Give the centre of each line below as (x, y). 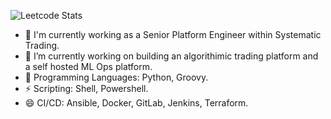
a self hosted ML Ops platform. (88, 66)
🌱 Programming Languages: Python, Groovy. (116, 77)
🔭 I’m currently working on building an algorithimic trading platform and (171, 56)
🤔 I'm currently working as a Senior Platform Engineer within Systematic (173, 34)
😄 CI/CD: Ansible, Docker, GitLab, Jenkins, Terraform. (136, 103)
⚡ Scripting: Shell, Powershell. (86, 88)
